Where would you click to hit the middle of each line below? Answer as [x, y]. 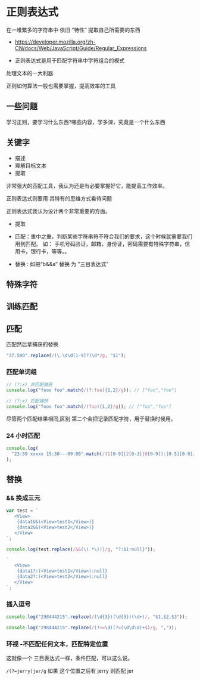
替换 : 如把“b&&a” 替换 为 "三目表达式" [62, 264]
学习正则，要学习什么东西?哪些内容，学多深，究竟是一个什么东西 [86, 122]
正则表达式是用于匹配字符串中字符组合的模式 [70, 60]
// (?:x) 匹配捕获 [27, 401]
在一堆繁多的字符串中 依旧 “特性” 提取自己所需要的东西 [74, 30]
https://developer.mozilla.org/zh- [55, 42]
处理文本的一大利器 [30, 73]
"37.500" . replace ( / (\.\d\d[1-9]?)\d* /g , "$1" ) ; [66, 356]
